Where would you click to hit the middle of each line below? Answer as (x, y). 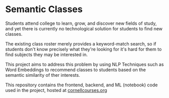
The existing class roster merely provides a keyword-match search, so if (81, 43)
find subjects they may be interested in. (46, 55)
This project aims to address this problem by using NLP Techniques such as (84, 64)
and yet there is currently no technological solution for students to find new (84, 28)
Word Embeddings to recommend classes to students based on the (76, 70)
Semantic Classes (44, 9)
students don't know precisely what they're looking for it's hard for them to (83, 49)
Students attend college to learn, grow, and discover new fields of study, (81, 23)
